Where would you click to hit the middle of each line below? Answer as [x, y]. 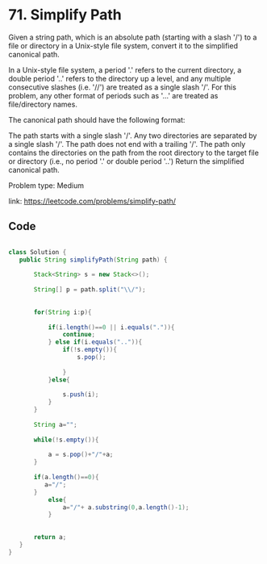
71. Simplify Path [65, 15]
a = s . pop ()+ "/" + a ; [81, 455]
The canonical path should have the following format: [97, 119]
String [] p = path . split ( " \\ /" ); [90, 290]
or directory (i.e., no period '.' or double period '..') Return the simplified [126, 161]
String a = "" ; [56, 424]
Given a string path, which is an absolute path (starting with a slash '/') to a [133, 37]
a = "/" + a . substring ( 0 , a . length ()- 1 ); [126, 507]
